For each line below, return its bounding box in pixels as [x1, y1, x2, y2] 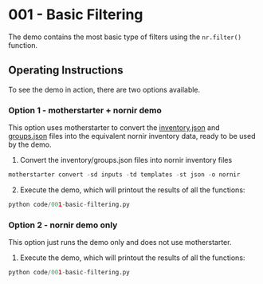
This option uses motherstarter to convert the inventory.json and [8, 123, 221, 132]
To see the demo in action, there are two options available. [8, 85, 201, 94]
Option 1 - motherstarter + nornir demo [8, 105, 162, 116]
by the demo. [8, 140, 52, 149]
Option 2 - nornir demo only [8, 219, 118, 231]
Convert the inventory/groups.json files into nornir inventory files [19, 156, 233, 165]
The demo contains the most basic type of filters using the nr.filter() [8, 32, 241, 41]
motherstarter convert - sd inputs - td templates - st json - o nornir [8, 171, 241, 179]
